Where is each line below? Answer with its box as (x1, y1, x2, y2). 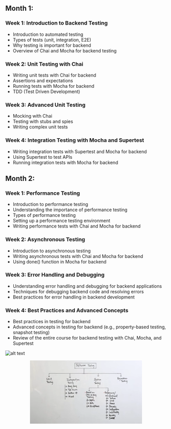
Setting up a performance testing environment (12, 218, 111, 224)
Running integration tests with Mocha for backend (12, 159, 119, 165)
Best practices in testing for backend (12, 319, 91, 325)
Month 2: (5, 174, 35, 183)
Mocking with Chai (12, 113, 53, 119)
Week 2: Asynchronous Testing (5, 236, 85, 243)
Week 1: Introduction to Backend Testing (5, 20, 108, 27)
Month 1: (5, 4, 34, 13)
